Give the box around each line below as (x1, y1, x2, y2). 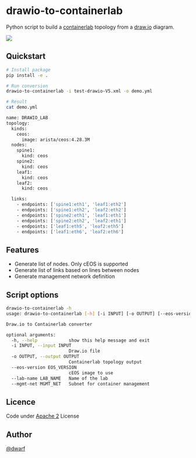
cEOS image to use (68, 370, 114, 376)
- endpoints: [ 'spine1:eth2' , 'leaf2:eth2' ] (16, 207, 127, 213)
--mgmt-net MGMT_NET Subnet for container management (11, 381, 150, 387)
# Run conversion (6, 83, 48, 89)
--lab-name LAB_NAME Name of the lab (11, 376, 108, 381)
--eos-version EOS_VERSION (11, 364, 77, 370)
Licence (6, 397, 36, 407)
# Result (6, 99, 27, 105)
